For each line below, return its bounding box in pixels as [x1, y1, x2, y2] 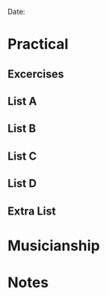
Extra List [7, 204, 56, 218]
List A [7, 94, 37, 108]
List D [7, 177, 37, 190]
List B [7, 122, 36, 135]
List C [7, 149, 37, 163]
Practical [7, 35, 69, 53]
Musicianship [7, 236, 100, 255]
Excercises [7, 67, 64, 81]
